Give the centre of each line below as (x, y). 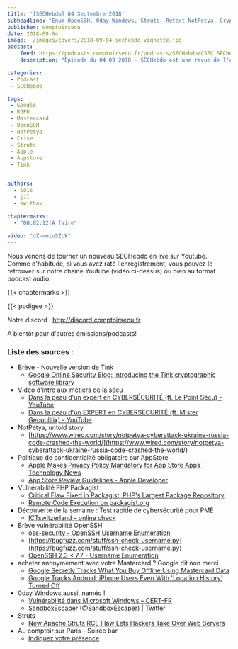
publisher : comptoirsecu (44, 27)
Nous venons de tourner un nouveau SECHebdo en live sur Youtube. (107, 256)
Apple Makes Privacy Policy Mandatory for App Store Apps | (116, 465)
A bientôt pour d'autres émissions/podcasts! (72, 333)
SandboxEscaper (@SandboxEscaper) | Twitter (97, 608)
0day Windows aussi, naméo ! (61, 593)
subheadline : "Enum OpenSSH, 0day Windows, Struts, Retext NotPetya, (112, 21)
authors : (20, 184)
